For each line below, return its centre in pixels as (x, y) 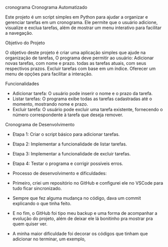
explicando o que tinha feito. (42, 203)
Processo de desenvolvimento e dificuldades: (59, 173)
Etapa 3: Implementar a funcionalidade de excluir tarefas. (71, 154)
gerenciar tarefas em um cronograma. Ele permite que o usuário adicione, (81, 22)
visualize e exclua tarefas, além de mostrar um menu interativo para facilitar (83, 28)
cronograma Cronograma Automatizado (46, 7)
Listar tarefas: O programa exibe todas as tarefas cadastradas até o (82, 99)
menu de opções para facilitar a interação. (49, 74)
